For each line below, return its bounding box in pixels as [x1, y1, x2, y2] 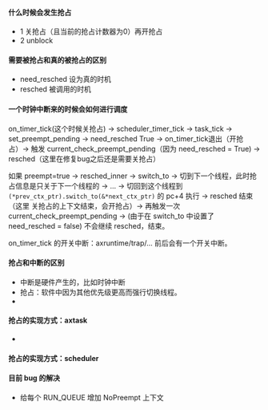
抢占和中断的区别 [8, 258, 65, 268]
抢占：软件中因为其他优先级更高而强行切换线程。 [19, 287, 182, 297]
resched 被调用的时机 [19, 84, 92, 94]
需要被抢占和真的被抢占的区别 [8, 55, 106, 64]
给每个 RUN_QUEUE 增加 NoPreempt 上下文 [19, 392, 164, 402]
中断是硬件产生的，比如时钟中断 [19, 277, 126, 286]
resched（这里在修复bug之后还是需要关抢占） [8, 153, 161, 164]
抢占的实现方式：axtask [8, 315, 88, 325]
